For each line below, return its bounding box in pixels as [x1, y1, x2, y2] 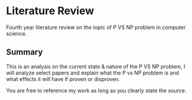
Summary [6, 47, 43, 57]
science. [6, 30, 27, 37]
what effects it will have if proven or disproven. [6, 75, 120, 82]
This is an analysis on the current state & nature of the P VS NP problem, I [6, 63, 186, 70]
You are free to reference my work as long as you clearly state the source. [6, 87, 187, 94]
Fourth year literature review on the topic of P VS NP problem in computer [6, 24, 186, 31]
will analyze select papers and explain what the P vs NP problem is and [6, 69, 179, 76]
